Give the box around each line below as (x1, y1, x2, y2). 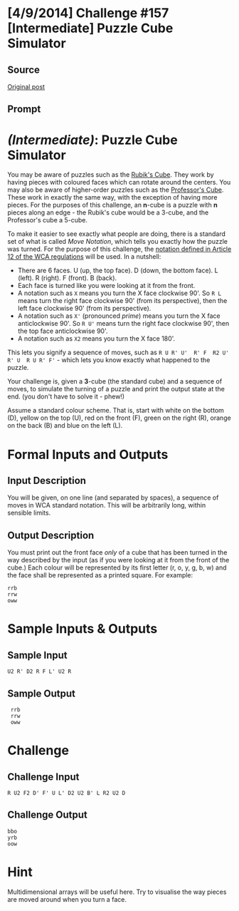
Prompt (7, 103, 41, 115)
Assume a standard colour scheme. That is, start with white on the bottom (7, 406, 224, 415)
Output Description (7, 529, 95, 541)
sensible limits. (7, 508, 51, 518)
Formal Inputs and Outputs (7, 446, 169, 463)
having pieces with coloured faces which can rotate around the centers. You (7, 178, 231, 187)
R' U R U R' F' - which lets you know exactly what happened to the (7, 356, 211, 364)
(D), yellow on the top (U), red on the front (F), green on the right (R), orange (7, 413, 231, 422)
